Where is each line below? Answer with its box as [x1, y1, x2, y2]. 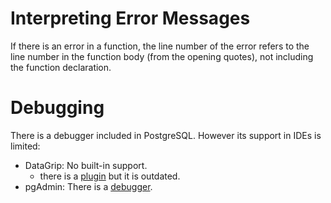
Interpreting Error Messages [10, 7, 251, 30]
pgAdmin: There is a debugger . [24, 180, 153, 192]
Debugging [10, 97, 105, 119]
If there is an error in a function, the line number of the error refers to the [10, 40, 310, 52]
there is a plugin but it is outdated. [39, 170, 181, 182]
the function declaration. [10, 61, 112, 73]
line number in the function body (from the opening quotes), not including [10, 50, 314, 62]
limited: [10, 140, 41, 152]
